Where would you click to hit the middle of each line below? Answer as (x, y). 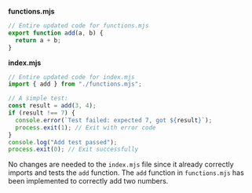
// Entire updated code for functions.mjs (79, 26)
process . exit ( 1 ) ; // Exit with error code (86, 127)
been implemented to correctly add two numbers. (88, 181)
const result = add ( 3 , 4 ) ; (52, 106)
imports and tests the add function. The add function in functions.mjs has (126, 173)
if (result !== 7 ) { (42, 113)
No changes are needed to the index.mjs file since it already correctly (121, 165)
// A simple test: (38, 98)
